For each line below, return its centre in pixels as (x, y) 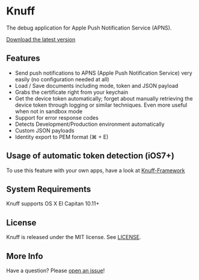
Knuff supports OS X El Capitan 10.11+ (53, 204)
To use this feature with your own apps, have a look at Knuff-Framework (96, 170)
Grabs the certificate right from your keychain (72, 92)
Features (23, 58)
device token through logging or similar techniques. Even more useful (101, 105)
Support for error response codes (57, 117)
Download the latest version (41, 39)
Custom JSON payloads (44, 130)
